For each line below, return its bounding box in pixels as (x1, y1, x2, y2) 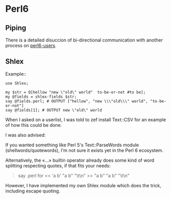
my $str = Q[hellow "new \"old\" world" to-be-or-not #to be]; (5, 90, 146, 95)
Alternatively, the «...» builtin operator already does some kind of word (5, 157, 155, 163)
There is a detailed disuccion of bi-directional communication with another (5, 37, 163, 43)
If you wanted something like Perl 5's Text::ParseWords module (5, 142, 139, 148)
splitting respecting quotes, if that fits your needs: (5, 162, 111, 169)
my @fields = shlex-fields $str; (5, 94, 77, 99)
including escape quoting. (5, 188, 61, 194)
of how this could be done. (5, 122, 62, 128)
